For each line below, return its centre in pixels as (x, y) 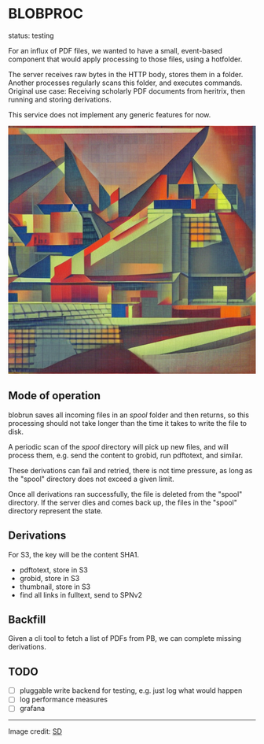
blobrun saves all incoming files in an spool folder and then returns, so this (129, 415)
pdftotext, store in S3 (53, 570)
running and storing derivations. (60, 99)
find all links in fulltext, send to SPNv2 (81, 594)
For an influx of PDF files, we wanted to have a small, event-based (115, 50)
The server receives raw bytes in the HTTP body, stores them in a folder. (126, 74)
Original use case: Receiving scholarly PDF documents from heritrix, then (127, 91)
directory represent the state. (56, 511)
